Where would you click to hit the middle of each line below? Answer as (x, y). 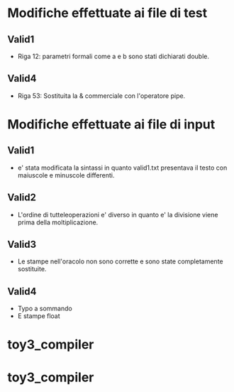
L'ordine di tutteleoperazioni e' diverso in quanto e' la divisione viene (118, 214)
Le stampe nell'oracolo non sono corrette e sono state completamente (120, 261)
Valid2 (22, 198)
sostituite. (32, 269)
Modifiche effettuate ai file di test (107, 13)
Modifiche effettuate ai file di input (111, 124)
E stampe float (39, 316)
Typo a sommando (45, 309)
